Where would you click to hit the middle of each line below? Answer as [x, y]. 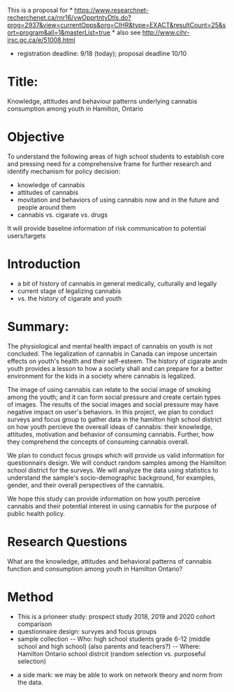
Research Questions [67, 542]
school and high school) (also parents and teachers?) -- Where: [109, 646]
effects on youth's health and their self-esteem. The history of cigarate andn [117, 361]
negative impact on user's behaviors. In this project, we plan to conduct [110, 412]
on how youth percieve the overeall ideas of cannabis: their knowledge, [110, 426]
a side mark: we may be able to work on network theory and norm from [120, 674]
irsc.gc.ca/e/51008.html [41, 40]
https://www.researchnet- [111, 10]
